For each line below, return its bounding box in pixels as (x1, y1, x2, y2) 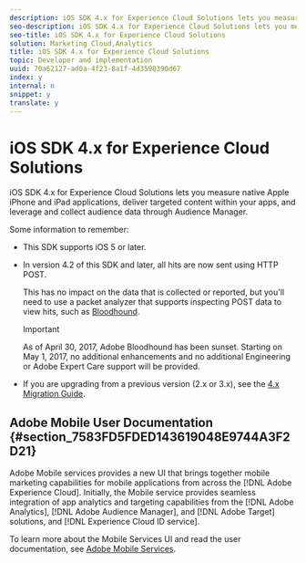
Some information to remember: (9, 224, 129, 235)
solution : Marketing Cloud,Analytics (9, 38, 153, 48)
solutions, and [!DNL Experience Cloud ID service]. (9, 516, 200, 527)
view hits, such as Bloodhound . (22, 307, 140, 318)
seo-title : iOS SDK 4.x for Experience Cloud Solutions (9, 30, 226, 39)
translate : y (9, 98, 59, 108)
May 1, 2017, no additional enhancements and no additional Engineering (22, 351, 291, 362)
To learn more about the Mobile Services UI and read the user (9, 534, 241, 545)
